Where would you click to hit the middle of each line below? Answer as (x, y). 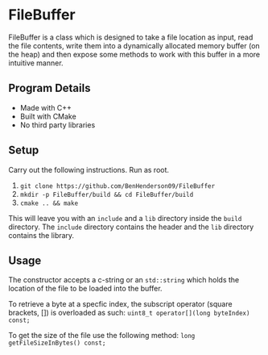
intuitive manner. (36, 63)
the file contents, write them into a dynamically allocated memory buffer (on (134, 45)
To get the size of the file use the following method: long (102, 336)
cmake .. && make (49, 203)
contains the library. (41, 235)
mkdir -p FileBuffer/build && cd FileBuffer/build (107, 194)
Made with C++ (46, 107)
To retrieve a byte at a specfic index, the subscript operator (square (120, 304)
